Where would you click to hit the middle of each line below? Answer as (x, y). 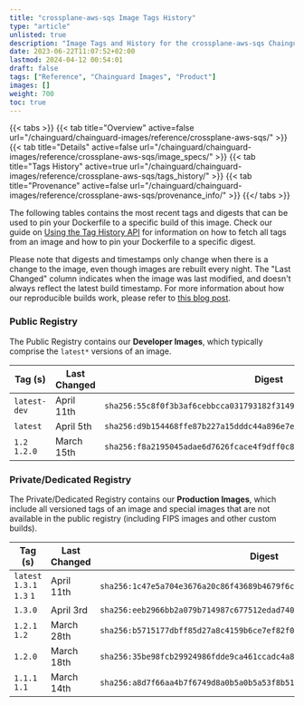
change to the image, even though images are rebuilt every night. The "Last (150, 270)
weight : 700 (32, 93)
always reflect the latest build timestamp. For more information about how (147, 289)
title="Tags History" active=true (69, 167)
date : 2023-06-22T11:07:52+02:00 (72, 52)
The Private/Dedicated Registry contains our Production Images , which (143, 499)
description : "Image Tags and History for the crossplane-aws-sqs (137, 43)
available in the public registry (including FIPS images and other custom (143, 518)
